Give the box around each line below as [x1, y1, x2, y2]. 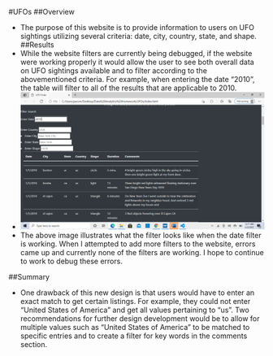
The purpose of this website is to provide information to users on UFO [19, 23, 254, 32]
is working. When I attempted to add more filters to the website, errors [19, 239, 256, 249]
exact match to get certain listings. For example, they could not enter [19, 296, 251, 306]
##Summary [8, 271, 50, 281]
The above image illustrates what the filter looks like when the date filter [19, 230, 262, 240]
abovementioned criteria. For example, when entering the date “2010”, [19, 75, 255, 84]
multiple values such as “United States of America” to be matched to [19, 322, 250, 332]
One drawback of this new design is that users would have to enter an [19, 288, 255, 297]
